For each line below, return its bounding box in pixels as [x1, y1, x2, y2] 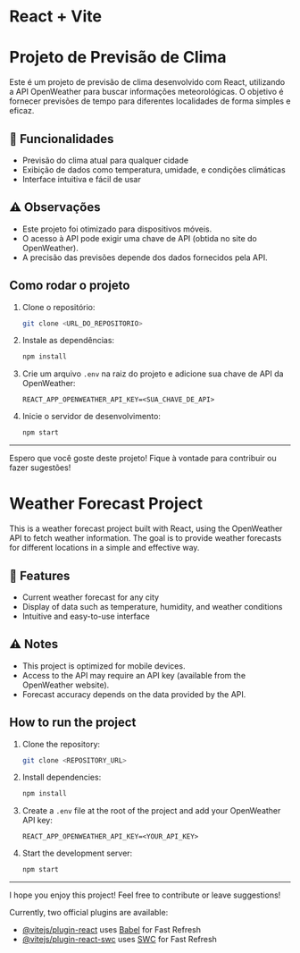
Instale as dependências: [21, 335, 114, 346]
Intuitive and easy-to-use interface [21, 611, 150, 621]
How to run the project [9, 715, 137, 730]
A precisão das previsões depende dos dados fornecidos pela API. [21, 252, 268, 263]
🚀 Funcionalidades [9, 131, 114, 147]
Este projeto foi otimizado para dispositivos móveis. [21, 223, 212, 234]
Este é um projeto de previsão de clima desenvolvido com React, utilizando [9, 77, 286, 88]
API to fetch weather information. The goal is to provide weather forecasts [9, 533, 282, 544]
